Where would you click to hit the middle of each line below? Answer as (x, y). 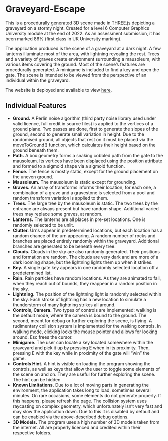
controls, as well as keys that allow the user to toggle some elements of (86, 369)
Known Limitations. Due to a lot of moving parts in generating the (81, 385)
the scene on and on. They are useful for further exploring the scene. (84, 374)
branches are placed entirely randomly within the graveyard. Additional (86, 241)
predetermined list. (32, 273)
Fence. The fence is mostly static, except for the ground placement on (85, 171)
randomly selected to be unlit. (43, 225)
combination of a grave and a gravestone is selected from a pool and (83, 193)
